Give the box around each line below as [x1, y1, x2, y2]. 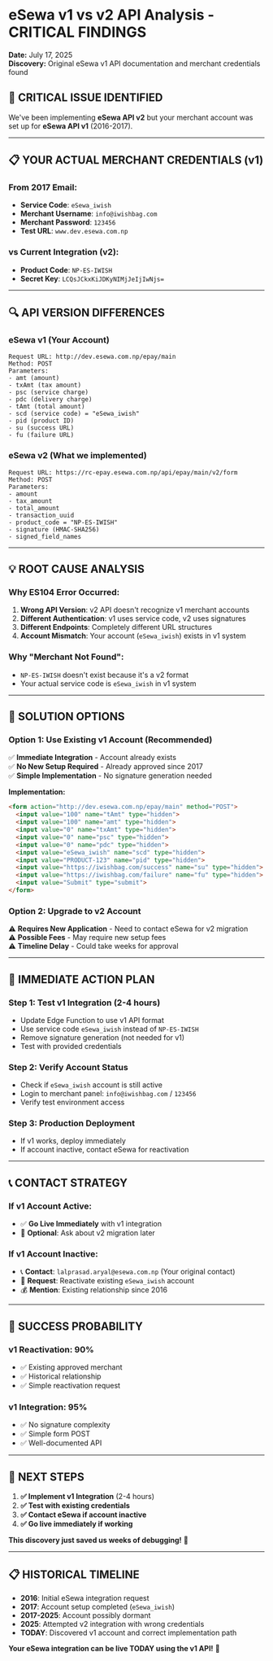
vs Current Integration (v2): [8, 247, 119, 258]
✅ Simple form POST [19, 1429, 91, 1439]
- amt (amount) [8, 374, 60, 382]
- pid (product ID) [8, 417, 75, 425]
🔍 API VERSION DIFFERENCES [8, 306, 165, 320]
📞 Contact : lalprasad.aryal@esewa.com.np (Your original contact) [19, 1267, 236, 1277]
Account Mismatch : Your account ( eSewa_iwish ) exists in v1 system [19, 631, 246, 640]
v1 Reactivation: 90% [8, 1344, 95, 1355]
